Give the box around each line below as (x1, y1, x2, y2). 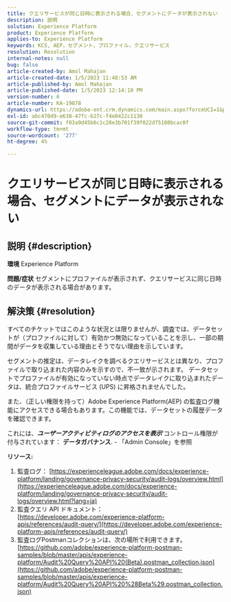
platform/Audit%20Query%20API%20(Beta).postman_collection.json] (16, 558, 215, 566)
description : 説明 (7, 17, 58, 23)
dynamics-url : (7, 106, 48, 113)
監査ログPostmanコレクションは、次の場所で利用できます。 (16, 535, 187, 543)
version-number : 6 (7, 94, 60, 101)
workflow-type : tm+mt (7, 126, 69, 132)
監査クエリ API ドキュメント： (16, 505, 103, 513)
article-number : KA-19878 (7, 100, 81, 107)
